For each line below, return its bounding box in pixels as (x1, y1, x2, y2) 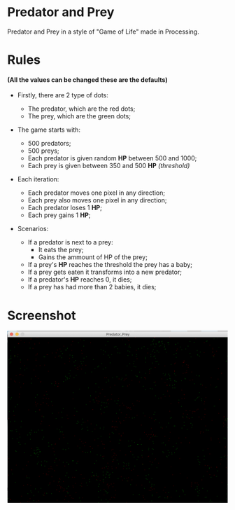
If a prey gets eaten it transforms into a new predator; (27, 268, 182, 277)
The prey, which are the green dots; (27, 112, 131, 120)
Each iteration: (17, 175, 59, 184)
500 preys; (27, 146, 59, 155)
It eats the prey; (38, 246, 84, 254)
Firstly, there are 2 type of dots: (17, 91, 108, 99)
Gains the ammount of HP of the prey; (38, 253, 148, 261)
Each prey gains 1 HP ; (27, 211, 91, 219)
